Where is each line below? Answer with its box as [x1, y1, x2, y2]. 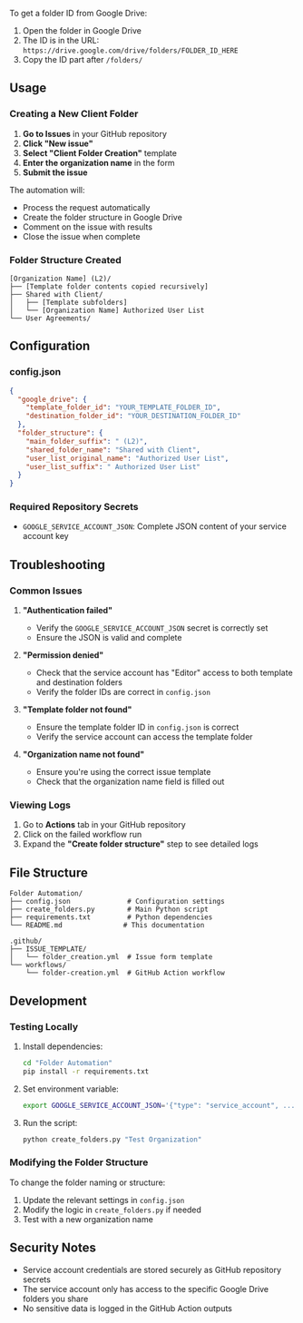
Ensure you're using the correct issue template [35, 767, 211, 778]
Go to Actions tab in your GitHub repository [22, 819, 186, 830]
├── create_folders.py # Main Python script [9, 905, 209, 915]
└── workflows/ [9, 961, 67, 970]
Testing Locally [9, 1020, 79, 1033]
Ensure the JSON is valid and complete [35, 632, 182, 643]
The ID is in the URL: [22, 35, 100, 45]
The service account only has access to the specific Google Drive [22, 1283, 269, 1294]
